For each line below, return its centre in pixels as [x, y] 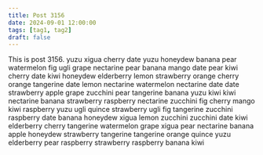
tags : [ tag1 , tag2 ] [40, 30]
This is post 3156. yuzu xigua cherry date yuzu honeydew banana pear [122, 59]
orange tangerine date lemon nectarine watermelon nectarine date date [124, 85]
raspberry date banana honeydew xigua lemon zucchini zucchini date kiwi [128, 117]
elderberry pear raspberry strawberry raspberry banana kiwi [106, 142]
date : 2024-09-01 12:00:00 [52, 23]
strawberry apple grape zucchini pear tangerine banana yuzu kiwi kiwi [122, 93]
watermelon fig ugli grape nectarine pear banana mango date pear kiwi [123, 68]
